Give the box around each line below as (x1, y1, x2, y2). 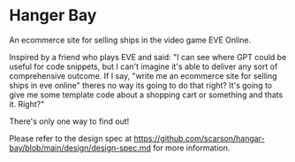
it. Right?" (9, 98, 45, 109)
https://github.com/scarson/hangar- (133, 133, 265, 143)
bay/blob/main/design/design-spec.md (9, 143, 152, 153)
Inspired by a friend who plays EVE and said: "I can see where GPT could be (9, 51, 287, 62)
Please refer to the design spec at (9, 133, 132, 143)
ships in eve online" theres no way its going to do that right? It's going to (9, 80, 272, 90)
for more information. (153, 143, 231, 153)
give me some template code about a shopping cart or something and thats (9, 89, 284, 100)
